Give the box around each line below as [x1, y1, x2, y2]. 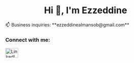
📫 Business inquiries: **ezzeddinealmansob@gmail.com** [5, 21, 129, 27]
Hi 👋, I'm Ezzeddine [44, 5, 127, 16]
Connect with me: [5, 36, 50, 43]
